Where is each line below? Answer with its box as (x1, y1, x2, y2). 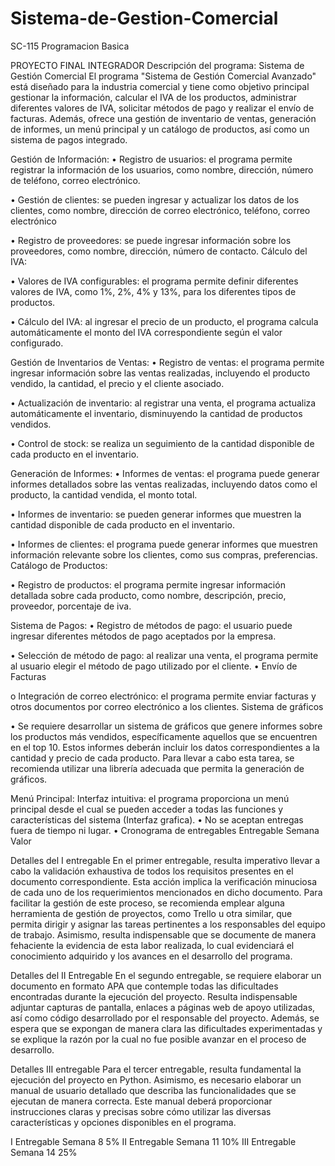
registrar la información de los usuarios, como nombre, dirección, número (10, 163, 314, 176)
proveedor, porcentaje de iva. (10, 600, 132, 612)
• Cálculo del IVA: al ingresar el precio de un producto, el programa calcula (10, 315, 319, 327)
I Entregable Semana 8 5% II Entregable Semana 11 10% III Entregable (10, 1135, 297, 1147)
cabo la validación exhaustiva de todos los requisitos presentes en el (10, 865, 294, 877)
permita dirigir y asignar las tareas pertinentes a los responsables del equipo (10, 918, 326, 930)
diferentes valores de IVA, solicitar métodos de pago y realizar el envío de (10, 102, 315, 114)
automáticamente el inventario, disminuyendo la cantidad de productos (10, 407, 303, 419)
